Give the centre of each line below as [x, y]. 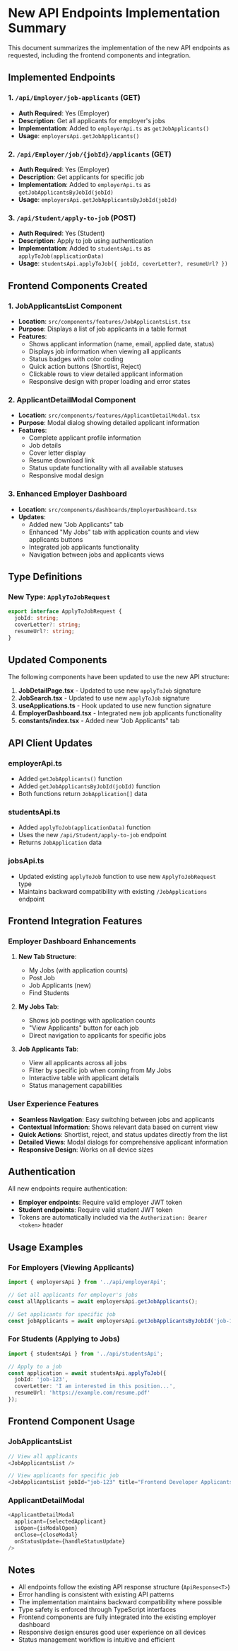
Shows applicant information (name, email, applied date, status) [121, 344]
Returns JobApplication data [60, 842]
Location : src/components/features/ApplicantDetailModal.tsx [109, 415]
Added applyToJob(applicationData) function [84, 827]
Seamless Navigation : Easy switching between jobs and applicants [116, 1119]
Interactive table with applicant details [84, 1078]
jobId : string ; [37, 618]
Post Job [42, 978]
